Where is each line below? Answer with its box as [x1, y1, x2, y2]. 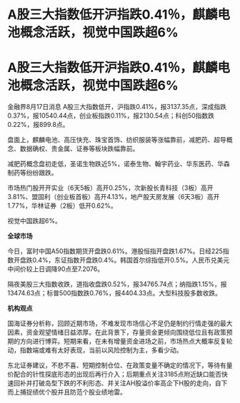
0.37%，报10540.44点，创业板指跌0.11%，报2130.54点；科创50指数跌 [7, 111, 215, 120]
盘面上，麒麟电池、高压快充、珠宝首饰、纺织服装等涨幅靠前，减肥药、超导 [7, 136, 226, 144]
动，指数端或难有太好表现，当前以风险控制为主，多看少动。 [7, 346, 183, 354]
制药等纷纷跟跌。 [7, 168, 58, 177]
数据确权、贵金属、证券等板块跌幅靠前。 [19, 144, 139, 153]
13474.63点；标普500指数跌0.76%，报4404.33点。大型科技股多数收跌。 [7, 289, 221, 297]
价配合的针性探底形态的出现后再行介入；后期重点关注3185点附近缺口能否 [7, 370, 222, 379]
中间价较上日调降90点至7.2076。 [7, 265, 104, 273]
